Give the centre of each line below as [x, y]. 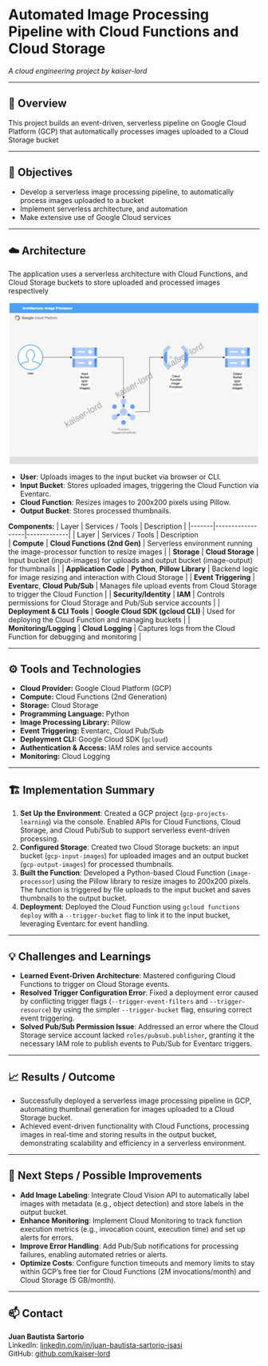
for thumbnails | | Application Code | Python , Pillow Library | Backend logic [134, 569]
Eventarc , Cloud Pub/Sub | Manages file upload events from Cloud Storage [133, 585]
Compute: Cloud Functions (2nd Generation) [93, 697]
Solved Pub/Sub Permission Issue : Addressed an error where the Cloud [139, 1026]
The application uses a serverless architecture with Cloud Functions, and [128, 274]
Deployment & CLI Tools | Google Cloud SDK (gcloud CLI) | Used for [122, 611]
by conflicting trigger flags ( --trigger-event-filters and [114, 1001]
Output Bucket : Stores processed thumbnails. [95, 510]
